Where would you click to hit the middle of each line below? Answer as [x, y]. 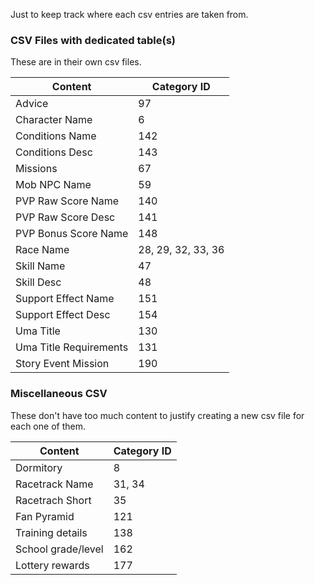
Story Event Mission [62, 364]
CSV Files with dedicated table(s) [93, 40]
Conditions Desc [54, 152]
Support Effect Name [65, 299]
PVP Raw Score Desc [65, 217]
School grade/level [59, 549]
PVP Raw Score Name [67, 201]
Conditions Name [56, 136]
